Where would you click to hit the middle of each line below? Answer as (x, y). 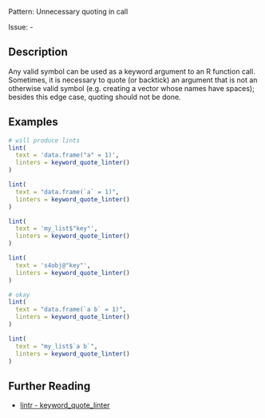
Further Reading (49, 386)
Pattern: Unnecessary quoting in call (68, 12)
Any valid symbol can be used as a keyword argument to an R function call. (132, 71)
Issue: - (21, 27)
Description (38, 52)
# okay (19, 295)
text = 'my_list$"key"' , (57, 229)
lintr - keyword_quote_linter (65, 405)
